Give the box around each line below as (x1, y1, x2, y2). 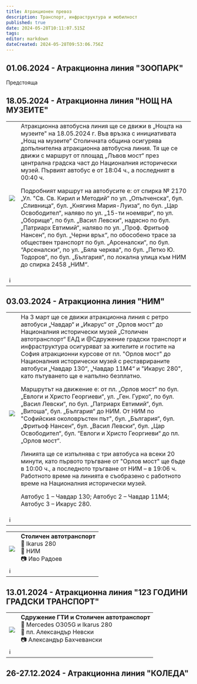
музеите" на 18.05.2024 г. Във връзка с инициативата (21, 129, 177, 137)
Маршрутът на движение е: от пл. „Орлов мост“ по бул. (21, 385, 179, 393)
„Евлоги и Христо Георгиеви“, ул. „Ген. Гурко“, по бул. (21, 393, 174, 401)
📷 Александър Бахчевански (21, 636, 103, 644)
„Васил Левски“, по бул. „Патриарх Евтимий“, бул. (21, 400, 164, 408)
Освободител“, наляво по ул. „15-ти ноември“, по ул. (21, 208, 174, 217)
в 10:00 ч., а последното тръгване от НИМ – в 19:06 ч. (21, 464, 177, 473)
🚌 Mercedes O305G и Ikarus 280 (21, 620, 113, 629)
